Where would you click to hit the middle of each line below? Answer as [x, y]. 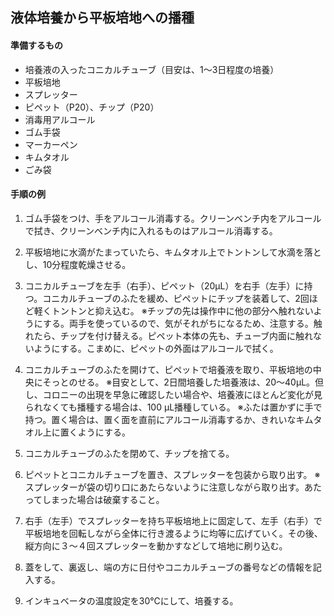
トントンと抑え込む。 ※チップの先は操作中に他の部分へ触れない [182, 310]
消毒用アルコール [60, 119]
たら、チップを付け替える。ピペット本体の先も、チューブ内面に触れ [173, 335]
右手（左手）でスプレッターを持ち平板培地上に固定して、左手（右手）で [173, 520]
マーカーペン [51, 144]
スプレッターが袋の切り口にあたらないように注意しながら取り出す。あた [173, 487]
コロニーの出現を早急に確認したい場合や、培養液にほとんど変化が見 [182, 394]
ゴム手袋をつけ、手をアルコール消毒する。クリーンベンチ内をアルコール [173, 218]
